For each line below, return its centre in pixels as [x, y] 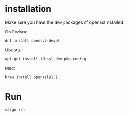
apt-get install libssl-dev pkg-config [46, 59]
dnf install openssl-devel [32, 41]
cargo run [15, 109]
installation [28, 9]
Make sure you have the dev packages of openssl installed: [65, 22]
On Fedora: [16, 32]
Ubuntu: [13, 50]
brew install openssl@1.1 [31, 77]
